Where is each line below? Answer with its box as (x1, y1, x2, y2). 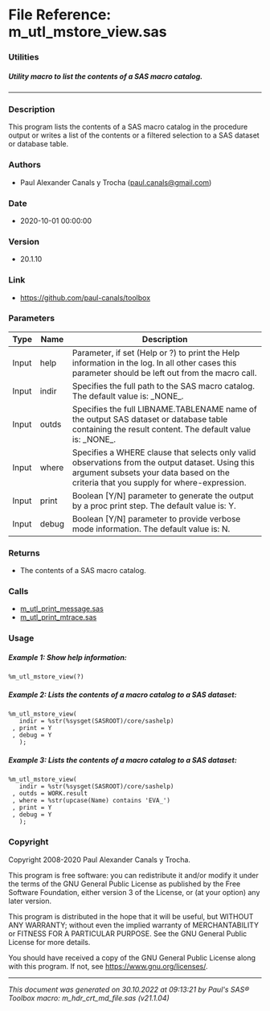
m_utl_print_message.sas (19, 604, 104, 613)
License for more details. (8, 937, 91, 947)
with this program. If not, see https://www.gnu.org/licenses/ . (8, 961, 208, 971)
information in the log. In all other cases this (72, 357, 237, 368)
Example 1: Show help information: (8, 652, 127, 662)
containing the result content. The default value (72, 423, 252, 435)
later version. (8, 896, 52, 906)
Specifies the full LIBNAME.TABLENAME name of (72, 403, 257, 415)
